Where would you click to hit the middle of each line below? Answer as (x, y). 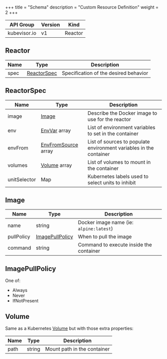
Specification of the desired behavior (105, 73)
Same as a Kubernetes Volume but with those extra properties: (69, 328)
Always (20, 290)
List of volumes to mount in (119, 162)
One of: (13, 281)
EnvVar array (56, 130)
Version (50, 25)
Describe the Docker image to (123, 113)
